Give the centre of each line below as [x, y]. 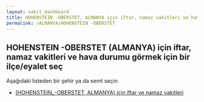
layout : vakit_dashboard [38, 12]
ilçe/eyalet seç [35, 66]
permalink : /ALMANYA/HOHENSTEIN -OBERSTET [61, 23]
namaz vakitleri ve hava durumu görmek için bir [98, 57]
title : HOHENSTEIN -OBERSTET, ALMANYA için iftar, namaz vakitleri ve [97, 18]
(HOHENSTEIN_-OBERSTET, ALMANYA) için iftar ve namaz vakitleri [99, 93]
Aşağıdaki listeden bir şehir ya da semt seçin [62, 81]
